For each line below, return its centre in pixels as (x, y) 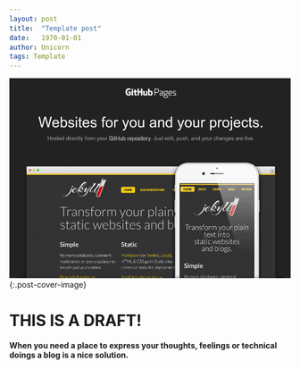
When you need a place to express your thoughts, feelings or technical (143, 346)
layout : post (33, 19)
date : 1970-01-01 (46, 38)
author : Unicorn (39, 47)
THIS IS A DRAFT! (75, 321)
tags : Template (37, 57)
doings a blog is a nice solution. (69, 355)
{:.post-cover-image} (48, 285)
